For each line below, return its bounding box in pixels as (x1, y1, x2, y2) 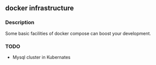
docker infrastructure (5, 4, 74, 12)
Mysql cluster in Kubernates (12, 54, 71, 60)
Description (5, 19, 35, 26)
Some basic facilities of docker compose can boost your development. (5, 30, 151, 36)
